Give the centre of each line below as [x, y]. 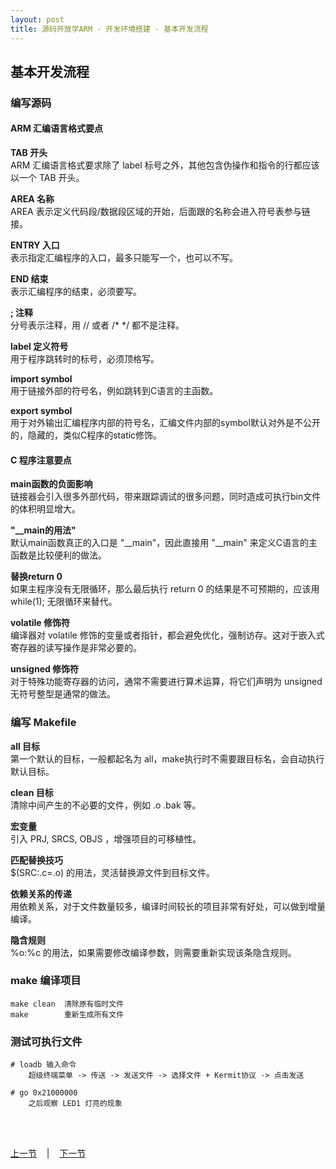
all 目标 [25, 746]
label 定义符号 [39, 347]
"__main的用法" [43, 530]
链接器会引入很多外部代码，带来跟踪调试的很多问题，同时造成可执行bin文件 [166, 497]
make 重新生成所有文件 [67, 1014]
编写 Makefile [43, 723]
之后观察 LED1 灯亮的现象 [75, 1104]
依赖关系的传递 [41, 893]
